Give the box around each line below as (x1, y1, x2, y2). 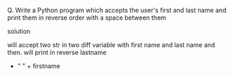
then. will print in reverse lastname (7, 49, 107, 56)
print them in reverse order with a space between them (7, 13, 166, 22)
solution (7, 27, 31, 35)
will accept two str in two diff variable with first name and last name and (7, 41, 215, 49)
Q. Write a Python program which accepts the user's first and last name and (7, 6, 227, 14)
